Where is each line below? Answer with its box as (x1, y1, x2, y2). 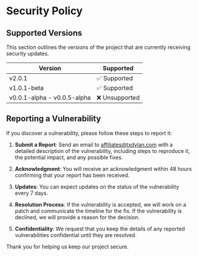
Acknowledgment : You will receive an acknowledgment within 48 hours (14, 165, 192, 172)
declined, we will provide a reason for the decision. (14, 213, 140, 221)
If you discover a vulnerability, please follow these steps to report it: (6, 129, 172, 136)
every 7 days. (14, 189, 49, 196)
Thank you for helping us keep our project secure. (6, 243, 129, 250)
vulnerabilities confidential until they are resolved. (14, 231, 137, 239)
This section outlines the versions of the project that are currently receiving (6, 43, 191, 51)
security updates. (6, 50, 49, 57)
